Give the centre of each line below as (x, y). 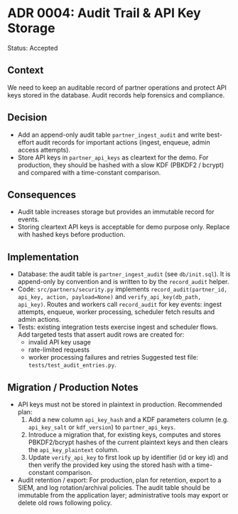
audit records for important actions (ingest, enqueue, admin (123, 142)
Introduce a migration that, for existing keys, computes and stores (125, 435)
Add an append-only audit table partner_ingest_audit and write (111, 135)
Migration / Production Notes (73, 387)
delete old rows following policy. (65, 503)
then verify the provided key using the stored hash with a (112, 465)
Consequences (42, 195)
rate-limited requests (59, 350)
